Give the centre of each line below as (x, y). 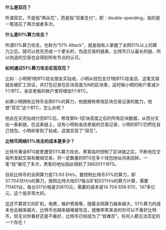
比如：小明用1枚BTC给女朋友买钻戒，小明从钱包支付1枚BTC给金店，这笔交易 (82, 79)
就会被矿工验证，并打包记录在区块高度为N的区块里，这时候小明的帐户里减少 (83, 85)
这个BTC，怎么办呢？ (43, 108)
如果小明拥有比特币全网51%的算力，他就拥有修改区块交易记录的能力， (77, 101)
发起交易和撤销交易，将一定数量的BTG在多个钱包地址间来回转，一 (81, 158)
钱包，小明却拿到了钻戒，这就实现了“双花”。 (55, 131)
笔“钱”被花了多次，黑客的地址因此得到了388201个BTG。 (62, 164)
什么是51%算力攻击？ (27, 34)
